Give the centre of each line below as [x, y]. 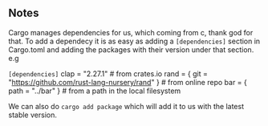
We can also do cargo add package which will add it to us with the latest [126, 106]
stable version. [33, 115]
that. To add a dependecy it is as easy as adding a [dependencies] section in [134, 41]
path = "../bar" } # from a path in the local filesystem [95, 91]
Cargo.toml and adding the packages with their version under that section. [131, 49]
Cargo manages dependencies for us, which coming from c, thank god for [131, 32]
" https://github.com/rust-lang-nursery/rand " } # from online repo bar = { [128, 82]
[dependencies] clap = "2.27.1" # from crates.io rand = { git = [108, 73]
